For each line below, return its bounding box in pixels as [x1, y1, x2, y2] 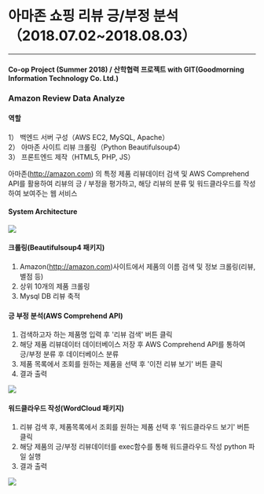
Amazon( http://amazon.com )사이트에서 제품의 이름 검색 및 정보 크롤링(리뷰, [19, 262, 256, 271]
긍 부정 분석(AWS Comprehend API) [8, 311, 123, 320]
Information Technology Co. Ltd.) [8, 73, 119, 83]
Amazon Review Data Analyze [8, 93, 126, 104]
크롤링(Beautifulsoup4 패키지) [8, 243, 105, 253]
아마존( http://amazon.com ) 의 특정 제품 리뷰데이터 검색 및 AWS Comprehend [8, 168, 250, 178]
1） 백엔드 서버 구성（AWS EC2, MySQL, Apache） [8, 132, 170, 142]
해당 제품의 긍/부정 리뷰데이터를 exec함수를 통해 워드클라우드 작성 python [19, 442, 247, 452]
